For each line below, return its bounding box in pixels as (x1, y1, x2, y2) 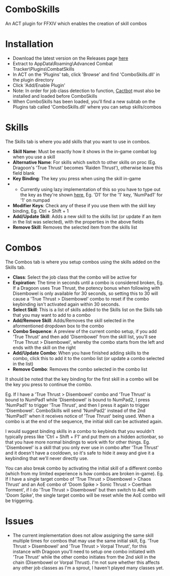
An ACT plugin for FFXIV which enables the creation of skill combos (5, 20, 147, 26)
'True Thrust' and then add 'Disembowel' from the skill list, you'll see (12, 334, 156, 340)
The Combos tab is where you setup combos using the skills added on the (5, 259, 161, 265)
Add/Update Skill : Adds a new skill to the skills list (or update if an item (12, 213, 161, 220)
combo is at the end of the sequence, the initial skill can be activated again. (5, 418, 163, 424)
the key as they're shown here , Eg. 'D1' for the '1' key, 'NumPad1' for (20, 191, 163, 198)
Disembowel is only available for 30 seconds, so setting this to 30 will (12, 290, 158, 296)
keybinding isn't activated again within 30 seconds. (12, 301, 120, 307)
